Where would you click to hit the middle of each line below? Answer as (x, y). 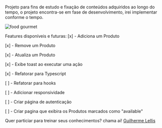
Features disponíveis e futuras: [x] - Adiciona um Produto (62, 36)
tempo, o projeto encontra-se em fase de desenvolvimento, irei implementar (81, 12)
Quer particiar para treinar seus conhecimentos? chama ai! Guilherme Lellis (80, 120)
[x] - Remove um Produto (30, 45)
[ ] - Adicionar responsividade (35, 92)
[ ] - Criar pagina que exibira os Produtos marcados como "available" (74, 111)
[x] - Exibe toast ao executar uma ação (44, 64)
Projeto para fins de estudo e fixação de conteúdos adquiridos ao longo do (80, 7)
